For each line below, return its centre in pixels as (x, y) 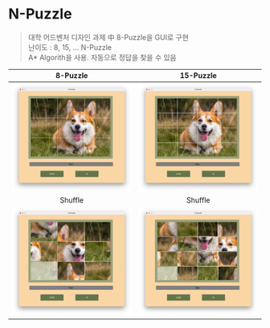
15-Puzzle (198, 76)
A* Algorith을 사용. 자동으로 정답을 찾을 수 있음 (102, 57)
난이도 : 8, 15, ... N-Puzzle (70, 47)
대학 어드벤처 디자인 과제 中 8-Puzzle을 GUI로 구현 (108, 37)
